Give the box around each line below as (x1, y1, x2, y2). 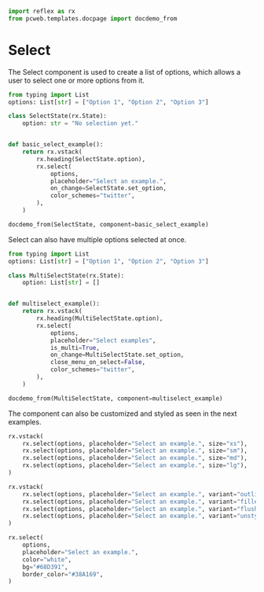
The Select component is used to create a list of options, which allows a (8, 67, 241, 76)
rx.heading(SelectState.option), (36, 155, 146, 163)
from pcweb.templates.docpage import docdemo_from (8, 14, 178, 23)
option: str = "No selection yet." (22, 120, 139, 127)
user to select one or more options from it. (8, 75, 145, 85)
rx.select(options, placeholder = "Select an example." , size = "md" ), (22, 454, 247, 462)
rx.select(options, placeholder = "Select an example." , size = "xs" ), (22, 439, 247, 447)
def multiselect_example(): (8, 300, 101, 308)
